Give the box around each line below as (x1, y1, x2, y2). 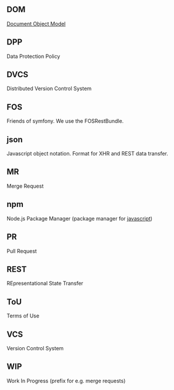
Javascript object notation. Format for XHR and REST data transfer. (6, 150, 169, 157)
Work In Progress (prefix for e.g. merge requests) (6, 377, 126, 384)
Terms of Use (6, 312, 40, 319)
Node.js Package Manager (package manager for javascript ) (6, 215, 153, 222)
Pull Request (6, 247, 37, 254)
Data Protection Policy (6, 53, 60, 60)
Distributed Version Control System (6, 85, 92, 92)
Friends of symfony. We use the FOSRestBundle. (6, 118, 124, 125)
